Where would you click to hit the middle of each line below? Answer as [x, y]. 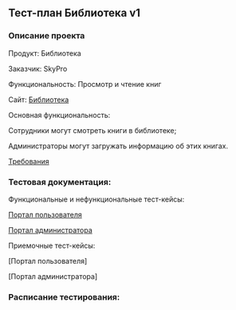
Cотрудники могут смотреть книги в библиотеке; [92, 130]
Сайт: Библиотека [39, 100]
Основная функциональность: [59, 115]
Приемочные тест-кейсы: [52, 245]
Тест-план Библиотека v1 [75, 13]
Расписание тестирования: [64, 296]
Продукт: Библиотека [45, 53]
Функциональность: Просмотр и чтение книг [85, 84]
